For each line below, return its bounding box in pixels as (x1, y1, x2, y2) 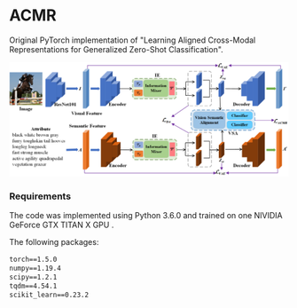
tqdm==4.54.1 (9, 281, 58, 291)
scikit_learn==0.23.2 (9, 290, 90, 300)
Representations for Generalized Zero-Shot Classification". (9, 43, 223, 54)
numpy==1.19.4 (9, 264, 62, 273)
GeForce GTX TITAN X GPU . (9, 219, 114, 231)
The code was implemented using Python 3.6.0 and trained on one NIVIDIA (9, 210, 284, 221)
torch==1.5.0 (9, 255, 58, 265)
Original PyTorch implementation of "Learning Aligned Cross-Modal (9, 35, 256, 45)
